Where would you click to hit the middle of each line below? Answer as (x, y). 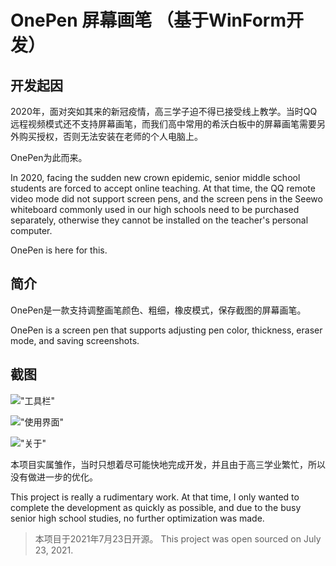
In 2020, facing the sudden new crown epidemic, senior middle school (155, 177)
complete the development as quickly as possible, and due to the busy (156, 507)
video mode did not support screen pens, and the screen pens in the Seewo (166, 199)
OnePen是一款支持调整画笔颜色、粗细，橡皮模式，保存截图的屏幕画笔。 (158, 310)
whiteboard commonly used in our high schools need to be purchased (155, 209)
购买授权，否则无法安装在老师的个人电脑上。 (110, 136)
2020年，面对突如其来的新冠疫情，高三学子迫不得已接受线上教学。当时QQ (164, 111)
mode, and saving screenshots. (75, 340)
